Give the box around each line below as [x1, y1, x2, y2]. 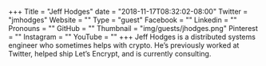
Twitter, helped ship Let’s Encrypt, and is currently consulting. [8, 49, 212, 58]
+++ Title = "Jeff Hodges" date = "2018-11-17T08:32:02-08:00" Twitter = [8, 7, 248, 16]
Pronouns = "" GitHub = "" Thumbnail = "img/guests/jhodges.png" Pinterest [8, 24, 258, 33]
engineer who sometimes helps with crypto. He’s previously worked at [8, 41, 240, 50]
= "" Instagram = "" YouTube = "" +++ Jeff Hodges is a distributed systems [8, 32, 256, 41]
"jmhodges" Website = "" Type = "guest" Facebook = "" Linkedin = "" [8, 15, 237, 25]
